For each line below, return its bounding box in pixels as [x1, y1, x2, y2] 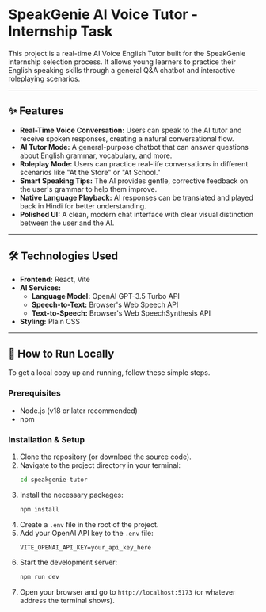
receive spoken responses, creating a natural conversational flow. [19, 133, 235, 143]
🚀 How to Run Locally [8, 346, 115, 360]
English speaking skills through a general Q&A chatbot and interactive [8, 65, 236, 75]
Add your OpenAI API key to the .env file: [19, 528, 154, 537]
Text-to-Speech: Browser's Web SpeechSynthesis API [31, 308, 211, 318]
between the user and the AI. [19, 218, 115, 228]
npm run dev [19, 572, 59, 580]
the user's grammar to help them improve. [19, 184, 158, 193]
